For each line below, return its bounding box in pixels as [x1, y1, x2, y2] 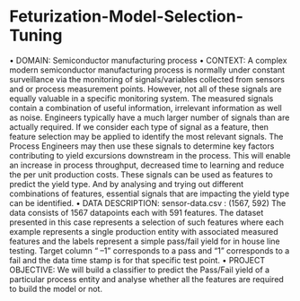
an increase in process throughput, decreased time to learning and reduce [9, 159, 285, 170]
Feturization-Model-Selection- [9, 6, 244, 27]
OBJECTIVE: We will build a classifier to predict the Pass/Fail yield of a [9, 264, 270, 275]
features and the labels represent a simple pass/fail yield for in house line [9, 236, 280, 246]
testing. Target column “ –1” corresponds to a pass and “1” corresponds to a [9, 245, 290, 256]
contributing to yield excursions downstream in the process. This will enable [9, 150, 291, 160]
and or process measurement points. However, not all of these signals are [9, 83, 282, 94]
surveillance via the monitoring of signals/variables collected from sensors [9, 73, 286, 84]
